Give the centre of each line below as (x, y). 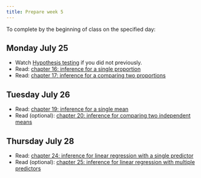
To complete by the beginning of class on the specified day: (81, 29)
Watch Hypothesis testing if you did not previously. (78, 63)
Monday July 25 (37, 48)
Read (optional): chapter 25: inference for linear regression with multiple (105, 162)
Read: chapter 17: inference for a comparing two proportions (90, 76)
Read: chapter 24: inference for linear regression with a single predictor (104, 156)
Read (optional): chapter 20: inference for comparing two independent (103, 116)
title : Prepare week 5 (35, 12)
